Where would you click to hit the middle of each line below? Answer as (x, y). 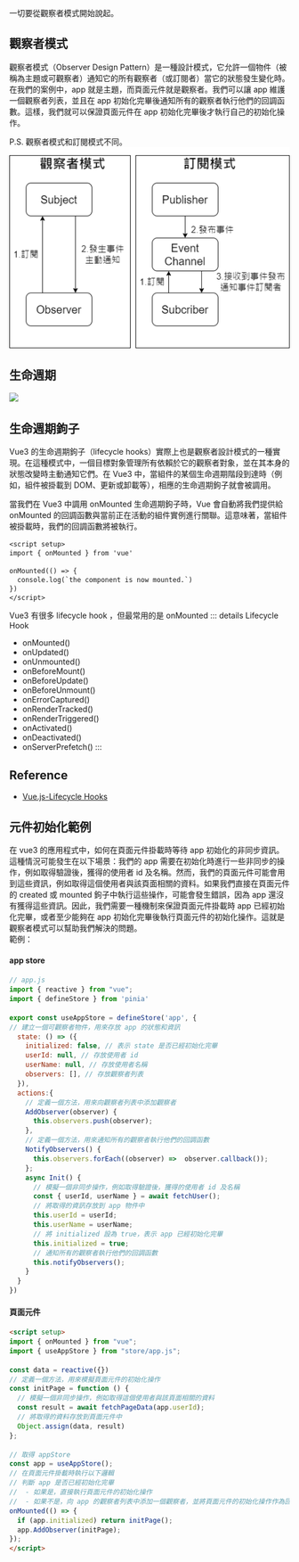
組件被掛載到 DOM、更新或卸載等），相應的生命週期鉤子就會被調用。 (150, 485)
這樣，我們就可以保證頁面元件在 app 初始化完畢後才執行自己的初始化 (151, 111)
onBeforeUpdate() (55, 681)
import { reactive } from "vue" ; (71, 990)
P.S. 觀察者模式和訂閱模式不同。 (68, 142)
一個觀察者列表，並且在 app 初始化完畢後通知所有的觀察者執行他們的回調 (143, 100)
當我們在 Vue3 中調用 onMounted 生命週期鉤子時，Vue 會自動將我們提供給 (146, 504)
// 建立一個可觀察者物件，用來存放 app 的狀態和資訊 (95, 1027)
